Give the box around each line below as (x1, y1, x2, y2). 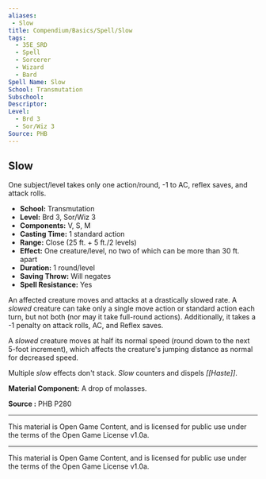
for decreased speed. (8, 353, 79, 362)
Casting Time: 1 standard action (19, 230, 125, 239)
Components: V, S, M (19, 221, 91, 230)
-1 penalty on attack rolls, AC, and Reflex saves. (8, 321, 164, 330)
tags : (8, 33, 26, 42)
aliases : (8, 11, 37, 20)
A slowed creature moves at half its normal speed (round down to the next (8, 336, 250, 346)
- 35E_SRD (15, 41, 47, 49)
